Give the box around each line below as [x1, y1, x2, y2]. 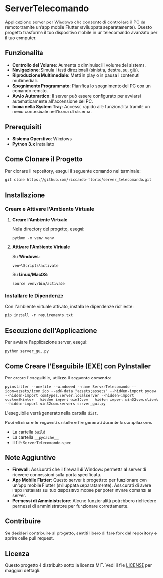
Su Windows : [12, 254, 40, 260]
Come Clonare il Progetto [5, 155, 83, 163]
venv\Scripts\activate [12, 263, 59, 268]
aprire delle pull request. [5, 535, 54, 541]
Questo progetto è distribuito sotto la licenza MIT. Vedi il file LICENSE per [5, 562, 152, 568]
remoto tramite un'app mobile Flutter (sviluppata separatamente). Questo [5, 24, 152, 30]
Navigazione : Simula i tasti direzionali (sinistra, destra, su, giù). [12, 67, 139, 73]
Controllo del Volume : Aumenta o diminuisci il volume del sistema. [12, 62, 146, 67]
